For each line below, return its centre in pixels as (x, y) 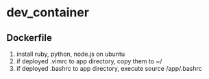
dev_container (48, 13)
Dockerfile (29, 38)
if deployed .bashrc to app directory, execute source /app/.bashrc (109, 68)
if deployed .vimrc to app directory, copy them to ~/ (89, 61)
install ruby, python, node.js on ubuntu (71, 54)
